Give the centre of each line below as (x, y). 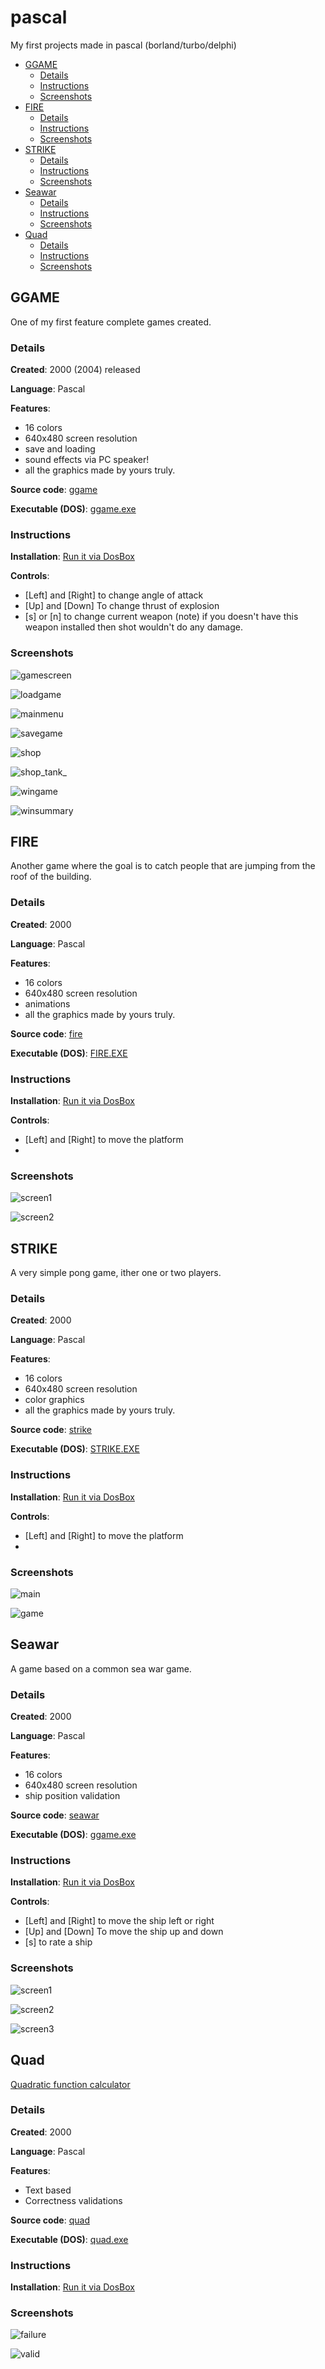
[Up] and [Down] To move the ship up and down (124, 1932)
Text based (48, 2190)
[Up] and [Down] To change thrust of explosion (122, 606)
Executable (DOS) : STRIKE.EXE (75, 1449)
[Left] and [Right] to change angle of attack (114, 595)
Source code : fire (46, 1033)
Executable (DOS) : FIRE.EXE (69, 1053)
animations (47, 1003)
